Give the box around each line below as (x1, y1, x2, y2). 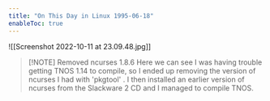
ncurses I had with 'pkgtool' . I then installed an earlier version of (28, 74, 245, 84)
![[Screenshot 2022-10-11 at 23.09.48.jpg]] (8, 41, 152, 51)
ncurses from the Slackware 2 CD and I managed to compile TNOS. (28, 82, 254, 93)
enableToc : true (8, 19, 63, 27)
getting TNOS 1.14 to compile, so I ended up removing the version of (28, 65, 256, 75)
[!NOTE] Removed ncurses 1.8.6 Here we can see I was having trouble (28, 57, 263, 67)
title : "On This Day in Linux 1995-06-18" (8, 11, 154, 20)
